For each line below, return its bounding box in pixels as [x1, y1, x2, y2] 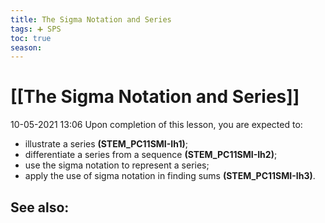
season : [10, 42, 43, 53]
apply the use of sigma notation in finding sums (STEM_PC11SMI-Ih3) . [24, 170, 316, 182]
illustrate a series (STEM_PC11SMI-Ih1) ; [24, 138, 188, 150]
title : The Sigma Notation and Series [10, 14, 172, 25]
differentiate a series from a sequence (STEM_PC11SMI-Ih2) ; [24, 149, 278, 161]
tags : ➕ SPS [10, 24, 62, 34]
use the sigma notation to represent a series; [24, 159, 210, 171]
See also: [10, 199, 70, 216]
